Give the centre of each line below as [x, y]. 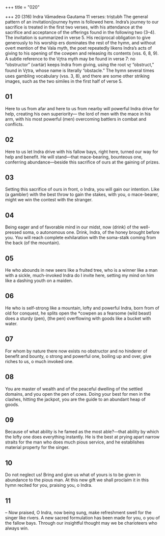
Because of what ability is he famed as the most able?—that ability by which [82, 432]
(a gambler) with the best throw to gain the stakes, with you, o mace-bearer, [82, 194]
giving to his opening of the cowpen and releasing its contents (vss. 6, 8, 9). [82, 53]
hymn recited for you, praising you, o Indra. [49, 485]
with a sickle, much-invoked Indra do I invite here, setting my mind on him [80, 276]
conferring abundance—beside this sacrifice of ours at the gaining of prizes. [82, 162]
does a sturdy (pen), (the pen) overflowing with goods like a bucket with [78, 318]
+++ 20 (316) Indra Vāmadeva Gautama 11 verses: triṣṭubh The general [77, 16]
